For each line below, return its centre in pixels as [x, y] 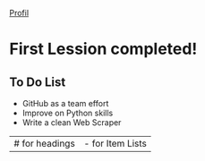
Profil [19, 13]
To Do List [38, 82]
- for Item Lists [115, 144]
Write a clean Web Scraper [72, 123]
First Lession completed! [103, 49]
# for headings [45, 144]
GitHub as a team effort [65, 103]
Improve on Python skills [68, 113]
